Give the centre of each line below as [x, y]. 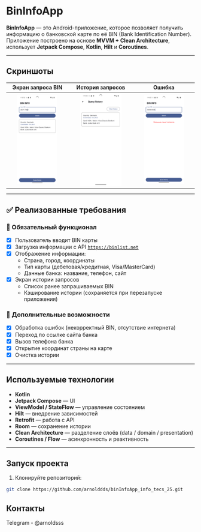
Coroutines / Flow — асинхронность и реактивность [82, 439]
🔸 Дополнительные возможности [58, 315]
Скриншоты [30, 71]
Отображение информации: [50, 254]
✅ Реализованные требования [66, 210]
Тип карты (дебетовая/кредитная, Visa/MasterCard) [89, 267]
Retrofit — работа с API [45, 420]
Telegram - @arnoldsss [35, 523]
